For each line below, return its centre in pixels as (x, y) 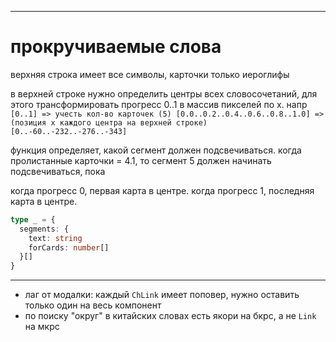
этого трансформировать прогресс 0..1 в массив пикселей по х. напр (159, 104)
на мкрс (42, 327)
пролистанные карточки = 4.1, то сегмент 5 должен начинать (141, 160)
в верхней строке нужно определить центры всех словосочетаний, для (164, 93)
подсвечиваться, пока (58, 171)
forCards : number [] (69, 247)
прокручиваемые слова (116, 47)
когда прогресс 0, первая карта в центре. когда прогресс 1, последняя (162, 190)
